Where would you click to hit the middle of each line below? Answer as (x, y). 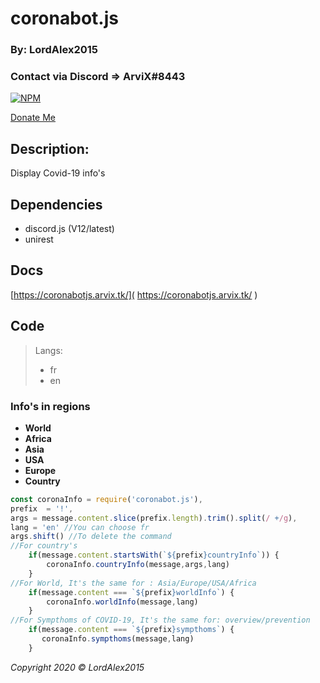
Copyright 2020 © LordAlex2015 (77, 667)
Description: (50, 148)
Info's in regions (50, 406)
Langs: (48, 350)
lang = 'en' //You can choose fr (80, 527)
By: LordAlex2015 (54, 50)
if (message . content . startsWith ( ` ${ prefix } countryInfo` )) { (154, 555)
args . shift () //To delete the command (91, 537)
